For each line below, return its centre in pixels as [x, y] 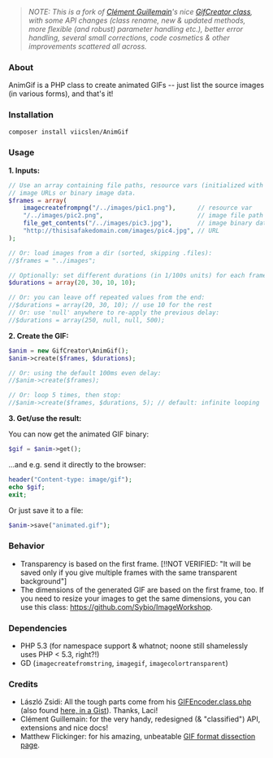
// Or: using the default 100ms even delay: [85, 373]
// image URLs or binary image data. [72, 193]
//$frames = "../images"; [52, 261]
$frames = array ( [38, 200]
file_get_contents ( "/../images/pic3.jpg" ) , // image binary [138, 223]
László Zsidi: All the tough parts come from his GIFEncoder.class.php [136, 702]
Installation [31, 115]
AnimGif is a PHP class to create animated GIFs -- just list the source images [136, 85]
